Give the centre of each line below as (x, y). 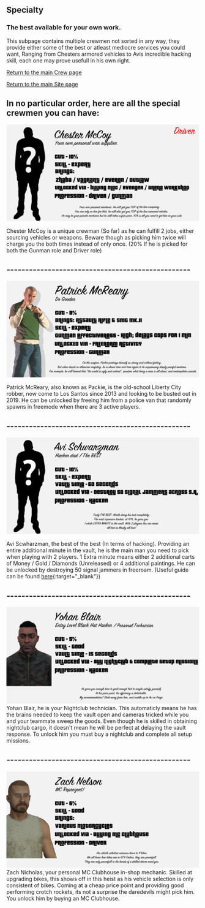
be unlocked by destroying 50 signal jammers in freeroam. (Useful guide (98, 570)
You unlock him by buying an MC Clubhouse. (63, 898)
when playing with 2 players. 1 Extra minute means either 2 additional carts (101, 557)
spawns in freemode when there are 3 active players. (73, 407)
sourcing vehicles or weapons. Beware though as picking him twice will (96, 237)
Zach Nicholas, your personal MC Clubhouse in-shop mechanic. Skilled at (99, 872)
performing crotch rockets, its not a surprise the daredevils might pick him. (100, 891)
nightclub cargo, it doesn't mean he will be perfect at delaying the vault (96, 727)
